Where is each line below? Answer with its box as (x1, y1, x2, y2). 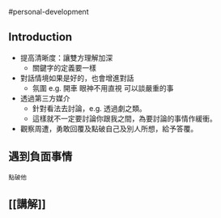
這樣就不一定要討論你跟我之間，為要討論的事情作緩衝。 (32, 113, 217, 123)
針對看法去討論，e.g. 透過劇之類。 (32, 103, 147, 113)
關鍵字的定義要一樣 (32, 62, 97, 72)
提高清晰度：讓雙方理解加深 (19, 53, 113, 62)
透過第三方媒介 (19, 93, 70, 103)
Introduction (8, 30, 73, 44)
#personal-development (8, 7, 89, 16)
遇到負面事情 (8, 150, 73, 164)
